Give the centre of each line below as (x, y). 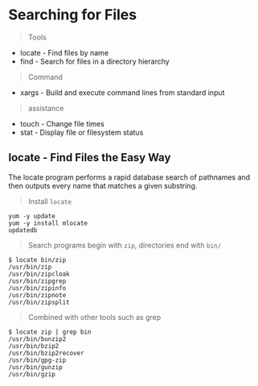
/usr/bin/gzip (32, 374)
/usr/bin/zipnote (37, 295)
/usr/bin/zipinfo (37, 288)
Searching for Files (73, 15)
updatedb (23, 230)
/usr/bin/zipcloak (39, 274)
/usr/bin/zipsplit (39, 302)
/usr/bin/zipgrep (37, 281)
